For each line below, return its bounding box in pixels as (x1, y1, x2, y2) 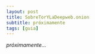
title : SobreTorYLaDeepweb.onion (6, 14, 90, 20)
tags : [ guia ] (6, 25, 39, 31)
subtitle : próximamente (6, 20, 66, 26)
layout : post (6, 8, 39, 15)
